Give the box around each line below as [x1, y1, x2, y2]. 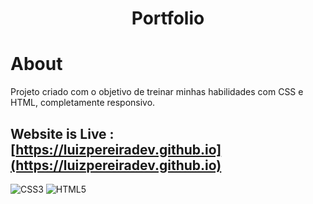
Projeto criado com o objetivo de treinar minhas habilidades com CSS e [10, 86, 304, 98]
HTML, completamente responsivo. [10, 97, 156, 109]
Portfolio [131, 7, 205, 30]
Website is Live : [10, 125, 115, 142]
